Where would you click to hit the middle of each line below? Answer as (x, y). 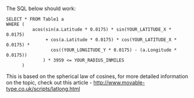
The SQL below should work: (41, 9)
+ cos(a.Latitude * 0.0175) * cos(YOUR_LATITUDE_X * (111, 40)
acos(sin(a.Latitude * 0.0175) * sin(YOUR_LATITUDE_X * (102, 29)
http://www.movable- (119, 82)
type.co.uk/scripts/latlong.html (43, 89)
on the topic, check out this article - (49, 82)
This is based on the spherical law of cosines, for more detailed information (97, 76)
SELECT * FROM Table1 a (35, 19)
